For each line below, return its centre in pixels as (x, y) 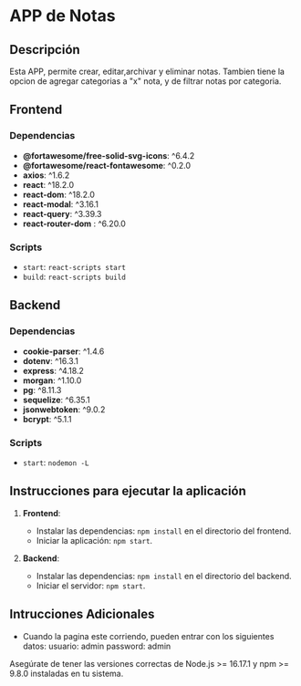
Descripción (45, 50)
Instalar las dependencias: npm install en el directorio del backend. (164, 576)
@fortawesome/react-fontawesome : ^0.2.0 (107, 165)
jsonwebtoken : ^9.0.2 (64, 409)
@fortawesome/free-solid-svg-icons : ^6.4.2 (109, 155)
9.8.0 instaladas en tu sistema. (67, 673)
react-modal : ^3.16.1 (60, 204)
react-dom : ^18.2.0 (59, 194)
